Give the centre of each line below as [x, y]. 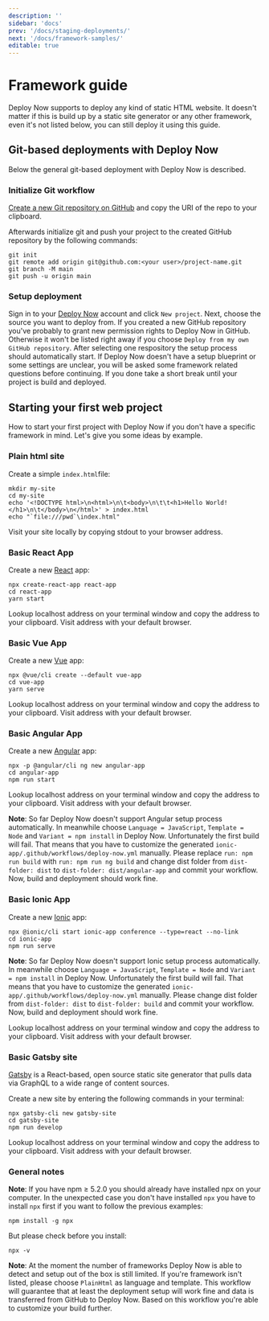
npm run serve [32, 946]
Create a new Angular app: [53, 751]
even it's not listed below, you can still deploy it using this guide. [114, 125]
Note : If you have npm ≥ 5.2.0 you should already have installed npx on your [134, 1189]
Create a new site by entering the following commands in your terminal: [126, 1099]
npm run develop [35, 1128]
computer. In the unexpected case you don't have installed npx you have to [132, 1198]
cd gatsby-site [34, 1121]
